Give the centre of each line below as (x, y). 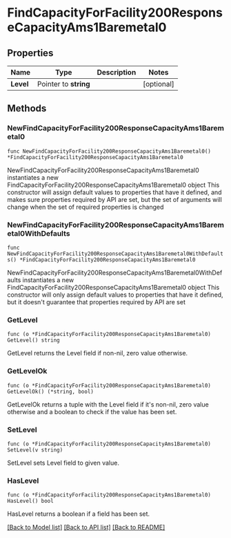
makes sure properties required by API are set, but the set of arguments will (114, 199)
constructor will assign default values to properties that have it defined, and (114, 192)
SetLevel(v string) (35, 450)
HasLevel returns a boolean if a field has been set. (79, 514)
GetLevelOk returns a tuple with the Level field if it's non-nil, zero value (108, 404)
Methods (27, 109)
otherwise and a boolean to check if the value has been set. (92, 411)
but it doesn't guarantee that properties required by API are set (97, 302)
